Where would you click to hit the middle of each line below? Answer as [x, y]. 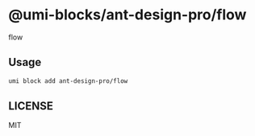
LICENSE [31, 106]
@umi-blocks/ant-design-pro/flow [127, 15]
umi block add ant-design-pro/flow [68, 81]
